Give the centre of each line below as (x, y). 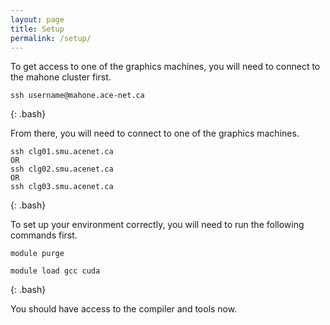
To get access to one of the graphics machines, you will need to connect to (165, 67)
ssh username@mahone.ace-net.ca (77, 96)
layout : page (37, 19)
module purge (37, 254)
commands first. (44, 235)
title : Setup (37, 29)
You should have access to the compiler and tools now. (124, 309)
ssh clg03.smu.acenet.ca (62, 187)
